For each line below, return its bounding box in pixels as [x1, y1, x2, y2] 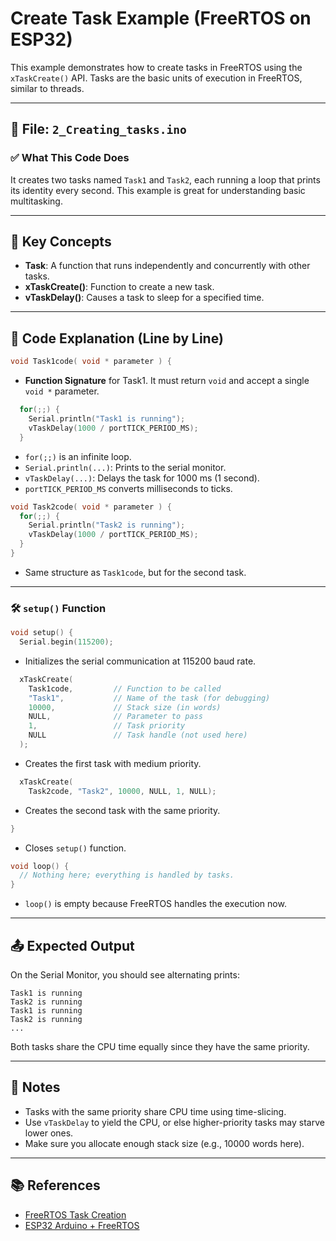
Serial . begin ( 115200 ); [19, 637, 114, 647]
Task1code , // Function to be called [28, 683, 222, 694]
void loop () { [10, 861, 70, 871]
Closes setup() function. [24, 842, 127, 854]
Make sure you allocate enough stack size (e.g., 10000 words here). [24, 1137, 305, 1149]
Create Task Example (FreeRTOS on [10, 7, 312, 30]
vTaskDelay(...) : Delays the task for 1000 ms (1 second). [24, 472, 260, 484]
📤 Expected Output [10, 937, 135, 954]
